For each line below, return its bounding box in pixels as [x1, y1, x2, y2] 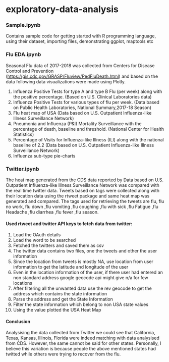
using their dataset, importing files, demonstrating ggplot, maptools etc [6, 38, 153, 44]
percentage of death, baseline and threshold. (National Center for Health [13, 126, 164, 132]
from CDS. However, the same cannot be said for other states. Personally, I [6, 340, 161, 346]
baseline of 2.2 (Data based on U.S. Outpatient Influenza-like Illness [13, 142, 154, 148]
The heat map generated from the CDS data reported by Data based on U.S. [6, 177, 163, 183]
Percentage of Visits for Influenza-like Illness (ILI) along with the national [13, 136, 164, 142]
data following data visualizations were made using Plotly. [6, 78, 126, 84]
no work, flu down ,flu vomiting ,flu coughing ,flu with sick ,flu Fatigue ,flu [6, 203, 158, 210]
